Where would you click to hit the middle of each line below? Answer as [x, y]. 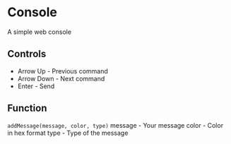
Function [27, 108]
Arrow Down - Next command [61, 78]
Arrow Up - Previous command [63, 71]
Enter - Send [36, 86]
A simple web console [40, 32]
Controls [27, 54]
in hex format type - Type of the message [68, 133]
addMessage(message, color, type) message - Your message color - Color [115, 125]
